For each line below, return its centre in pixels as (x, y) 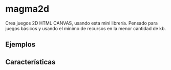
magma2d (27, 9)
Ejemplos (20, 45)
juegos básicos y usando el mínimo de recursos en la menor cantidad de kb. (86, 28)
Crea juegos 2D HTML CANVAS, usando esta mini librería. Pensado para (81, 23)
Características (30, 62)
